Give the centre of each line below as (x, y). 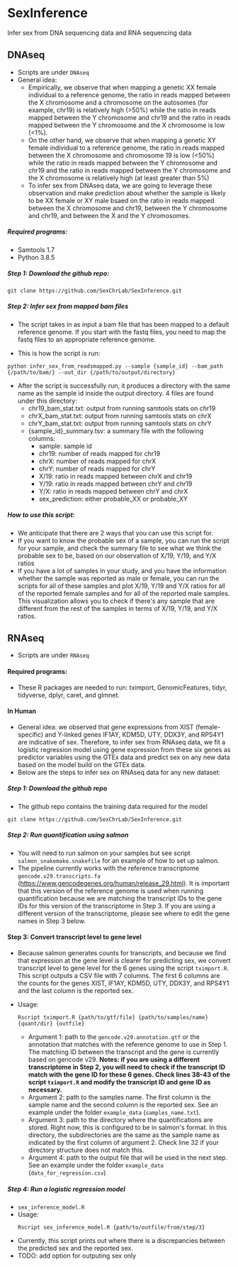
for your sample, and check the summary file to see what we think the (119, 548)
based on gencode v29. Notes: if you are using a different (114, 1059)
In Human (22, 711)
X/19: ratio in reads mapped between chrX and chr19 (115, 476)
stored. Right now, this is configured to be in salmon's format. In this (127, 1127)
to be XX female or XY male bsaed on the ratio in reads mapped (121, 200)
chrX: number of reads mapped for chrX (97, 461)
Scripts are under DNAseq (53, 72)
